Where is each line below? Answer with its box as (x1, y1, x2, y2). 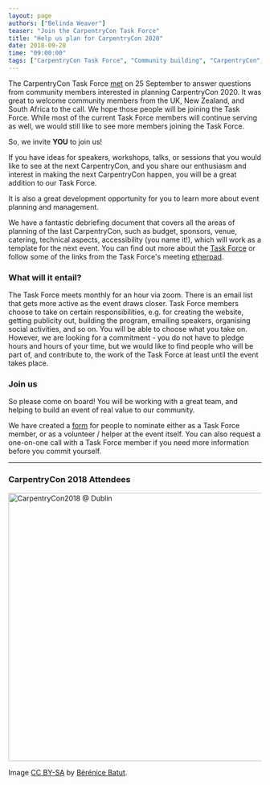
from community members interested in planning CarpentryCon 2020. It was (8, 87, 262, 96)
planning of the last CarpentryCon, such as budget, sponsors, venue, (8, 226, 237, 235)
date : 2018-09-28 (8, 42, 67, 50)
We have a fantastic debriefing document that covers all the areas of (8, 218, 235, 227)
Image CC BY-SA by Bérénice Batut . (8, 767, 128, 777)
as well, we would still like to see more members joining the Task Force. (8, 121, 245, 131)
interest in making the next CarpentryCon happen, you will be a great (8, 170, 237, 179)
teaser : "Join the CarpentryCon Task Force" (8, 27, 160, 35)
